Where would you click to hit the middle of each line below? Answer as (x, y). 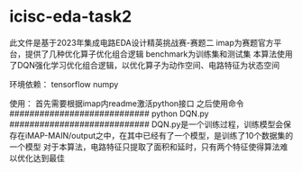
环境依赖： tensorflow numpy (64, 84)
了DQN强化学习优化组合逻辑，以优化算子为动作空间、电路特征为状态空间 (145, 65)
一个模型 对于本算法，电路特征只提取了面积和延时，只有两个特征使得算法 (145, 147)
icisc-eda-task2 (71, 17)
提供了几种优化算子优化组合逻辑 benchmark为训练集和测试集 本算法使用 (159, 54)
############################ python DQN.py (109, 113)
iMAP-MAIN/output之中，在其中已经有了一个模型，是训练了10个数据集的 (159, 135)
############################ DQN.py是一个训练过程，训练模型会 (146, 124)
